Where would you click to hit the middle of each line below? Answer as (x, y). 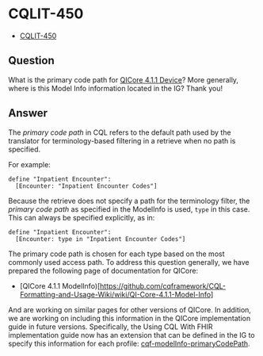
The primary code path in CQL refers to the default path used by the (120, 132)
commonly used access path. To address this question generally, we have (129, 262)
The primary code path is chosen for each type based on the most (116, 254)
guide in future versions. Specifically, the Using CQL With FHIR (111, 327)
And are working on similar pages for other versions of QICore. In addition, (130, 309)
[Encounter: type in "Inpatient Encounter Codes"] (101, 239)
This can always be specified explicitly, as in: (82, 217)
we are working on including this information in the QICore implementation (130, 318)
